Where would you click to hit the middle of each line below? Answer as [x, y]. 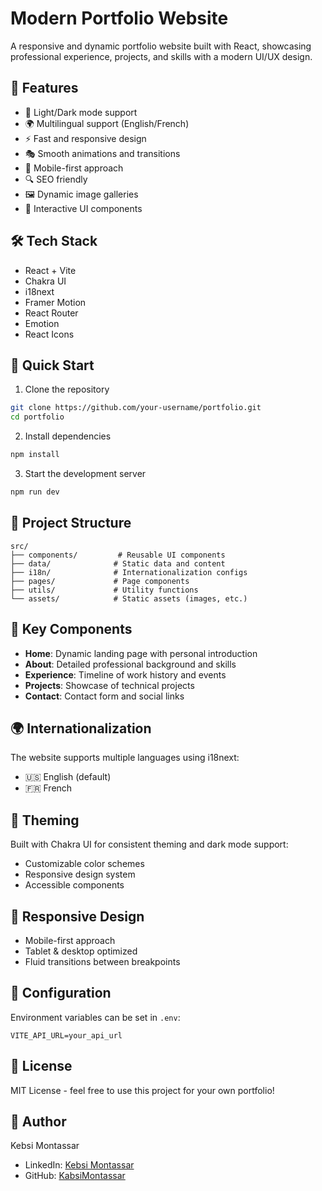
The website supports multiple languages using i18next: [125, 758]
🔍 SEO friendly [56, 179]
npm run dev [35, 492]
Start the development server [85, 473]
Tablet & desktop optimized [81, 951]
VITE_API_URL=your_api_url [66, 1035]
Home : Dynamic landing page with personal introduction [141, 653]
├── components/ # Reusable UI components [118, 555]
